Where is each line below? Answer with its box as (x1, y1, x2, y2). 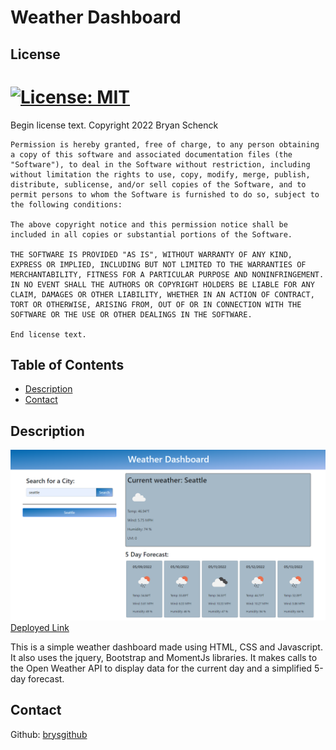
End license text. (10, 329, 87, 340)
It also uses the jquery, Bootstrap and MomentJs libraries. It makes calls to (10, 651, 318, 663)
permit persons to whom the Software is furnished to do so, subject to (10, 189, 320, 200)
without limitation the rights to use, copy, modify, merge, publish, (10, 169, 311, 180)
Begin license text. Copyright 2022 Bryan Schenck (10, 119, 219, 131)
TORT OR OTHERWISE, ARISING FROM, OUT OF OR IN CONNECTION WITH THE (10, 299, 302, 310)
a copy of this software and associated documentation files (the (10, 149, 293, 160)
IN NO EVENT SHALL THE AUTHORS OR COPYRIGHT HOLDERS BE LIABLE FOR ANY (10, 279, 315, 290)
